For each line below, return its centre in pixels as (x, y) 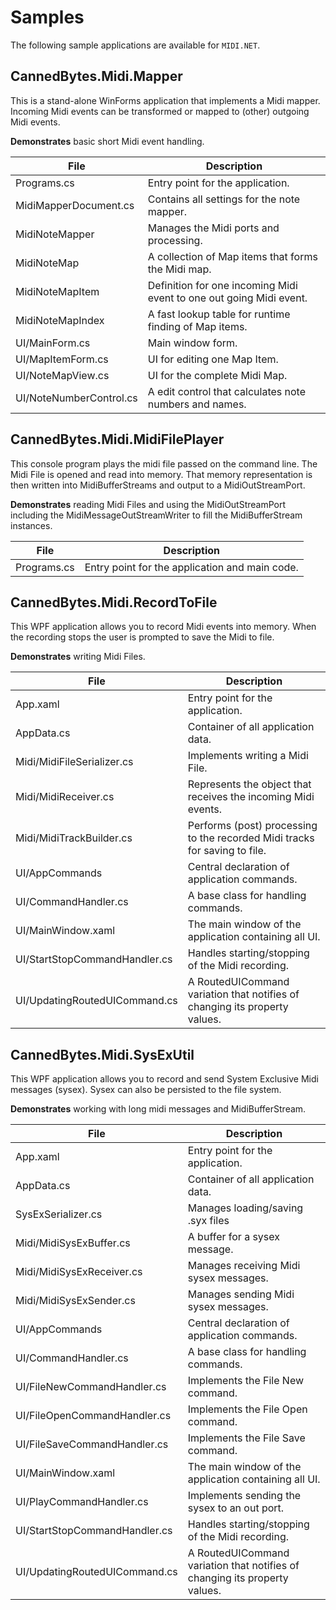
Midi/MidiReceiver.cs (65, 797)
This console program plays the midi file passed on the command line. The (164, 463)
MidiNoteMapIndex (60, 320)
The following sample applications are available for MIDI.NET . (135, 45)
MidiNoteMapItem (57, 291)
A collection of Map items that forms (232, 256)
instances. (31, 525)
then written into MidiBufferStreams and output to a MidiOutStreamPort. (158, 485)
